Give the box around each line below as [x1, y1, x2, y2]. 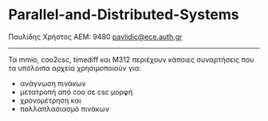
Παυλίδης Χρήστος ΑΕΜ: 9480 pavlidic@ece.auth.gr [8, 32, 183, 41]
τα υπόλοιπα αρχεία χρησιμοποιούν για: [8, 63, 141, 72]
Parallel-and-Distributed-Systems [8, 6, 239, 24]
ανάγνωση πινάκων [19, 78, 86, 88]
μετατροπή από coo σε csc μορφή [19, 87, 133, 96]
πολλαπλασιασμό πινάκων [19, 103, 110, 113]
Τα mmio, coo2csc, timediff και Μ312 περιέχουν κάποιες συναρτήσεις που [8, 54, 254, 64]
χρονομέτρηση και [19, 96, 81, 105]
